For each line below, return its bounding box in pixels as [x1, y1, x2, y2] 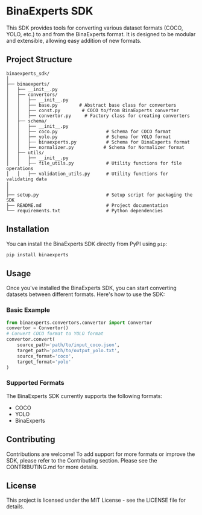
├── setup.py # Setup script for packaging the [6, 192, 193, 198]
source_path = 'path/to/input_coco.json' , [17, 342, 120, 348]
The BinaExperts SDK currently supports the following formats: [6, 392, 163, 399]
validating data [6, 176, 47, 182]
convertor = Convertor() [6, 325, 69, 331]
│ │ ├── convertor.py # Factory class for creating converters [6, 113, 190, 119]
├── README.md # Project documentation [6, 202, 169, 209]
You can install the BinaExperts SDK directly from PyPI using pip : [6, 240, 168, 247]
